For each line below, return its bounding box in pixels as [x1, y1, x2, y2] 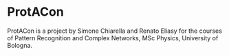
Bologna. [7, 41, 33, 49]
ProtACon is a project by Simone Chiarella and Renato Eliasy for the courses [7, 27, 222, 35]
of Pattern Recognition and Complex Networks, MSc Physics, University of [7, 33, 219, 42]
